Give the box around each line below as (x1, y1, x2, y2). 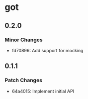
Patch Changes (4, 77, 43, 84)
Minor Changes (4, 36, 43, 43)
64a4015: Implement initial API (11, 88, 75, 94)
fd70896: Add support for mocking (11, 47, 84, 53)
